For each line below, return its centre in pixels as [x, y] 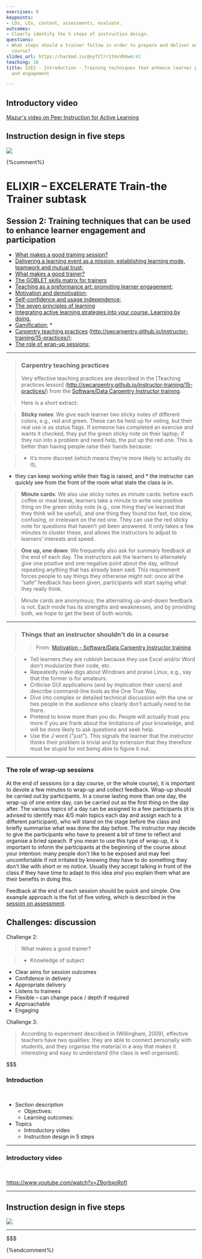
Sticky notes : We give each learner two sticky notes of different [100, 414]
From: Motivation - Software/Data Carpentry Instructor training [113, 648]
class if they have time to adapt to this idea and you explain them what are [98, 872]
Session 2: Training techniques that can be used [99, 221]
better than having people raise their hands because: [86, 446]
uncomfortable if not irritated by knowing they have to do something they [97, 860]
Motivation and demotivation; [51, 293]
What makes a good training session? [61, 254]
